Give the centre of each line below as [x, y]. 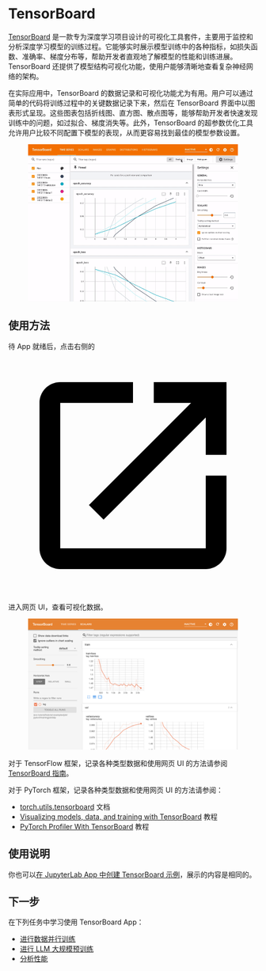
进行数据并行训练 [47, 939]
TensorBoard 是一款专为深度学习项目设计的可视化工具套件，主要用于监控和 [131, 36]
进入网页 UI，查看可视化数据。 [58, 607]
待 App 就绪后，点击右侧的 [51, 346]
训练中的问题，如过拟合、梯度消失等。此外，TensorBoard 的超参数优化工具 [131, 123]
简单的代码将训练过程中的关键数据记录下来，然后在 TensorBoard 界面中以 [128, 103]
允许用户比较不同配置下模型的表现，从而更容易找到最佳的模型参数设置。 [126, 132]
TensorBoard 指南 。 [41, 773]
